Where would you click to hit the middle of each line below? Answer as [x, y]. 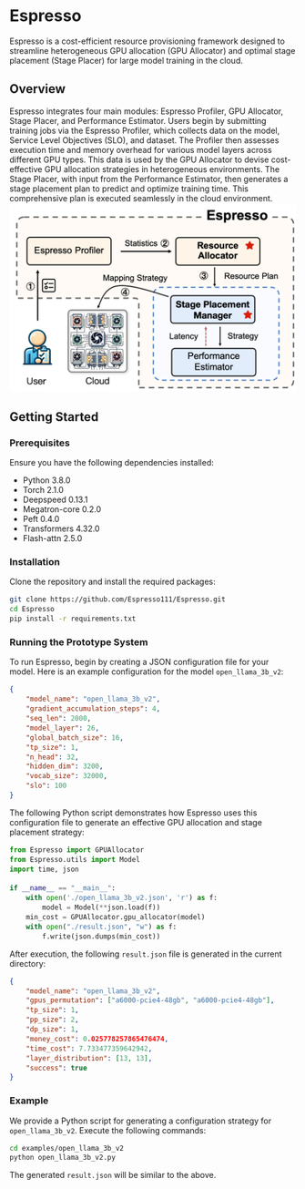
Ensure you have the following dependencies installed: [112, 463]
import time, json [44, 869]
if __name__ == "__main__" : [63, 888]
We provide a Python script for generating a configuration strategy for [140, 1121]
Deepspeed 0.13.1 [55, 500]
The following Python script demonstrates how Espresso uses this [133, 813]
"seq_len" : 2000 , [59, 719]
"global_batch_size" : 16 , [75, 738]
